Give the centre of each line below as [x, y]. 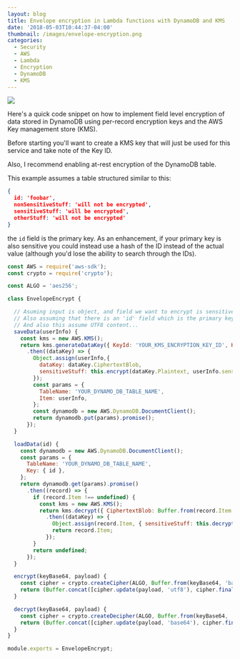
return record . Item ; [83, 530]
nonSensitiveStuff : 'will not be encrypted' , [83, 205]
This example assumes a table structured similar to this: [89, 178]
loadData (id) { [36, 444]
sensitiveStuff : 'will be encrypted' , [72, 211]
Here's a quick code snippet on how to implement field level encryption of [116, 114]
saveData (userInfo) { [46, 332]
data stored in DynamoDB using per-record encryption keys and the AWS [115, 121]
